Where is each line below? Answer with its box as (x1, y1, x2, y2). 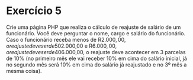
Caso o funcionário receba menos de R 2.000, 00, (6, 36, 126, 43)
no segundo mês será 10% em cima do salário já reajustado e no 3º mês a (6, 61, 187, 68)
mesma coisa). (6, 67, 43, 74)
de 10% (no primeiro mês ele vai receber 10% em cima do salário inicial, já (6, 55, 188, 62)
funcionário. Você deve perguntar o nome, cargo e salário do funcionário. (6, 29, 185, 36)
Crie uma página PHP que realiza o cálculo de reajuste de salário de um (6, 24, 181, 31)
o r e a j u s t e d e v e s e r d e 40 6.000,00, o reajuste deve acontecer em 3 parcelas (6, 48, 186, 55)
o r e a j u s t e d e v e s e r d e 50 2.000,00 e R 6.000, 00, (6, 42, 117, 49)
